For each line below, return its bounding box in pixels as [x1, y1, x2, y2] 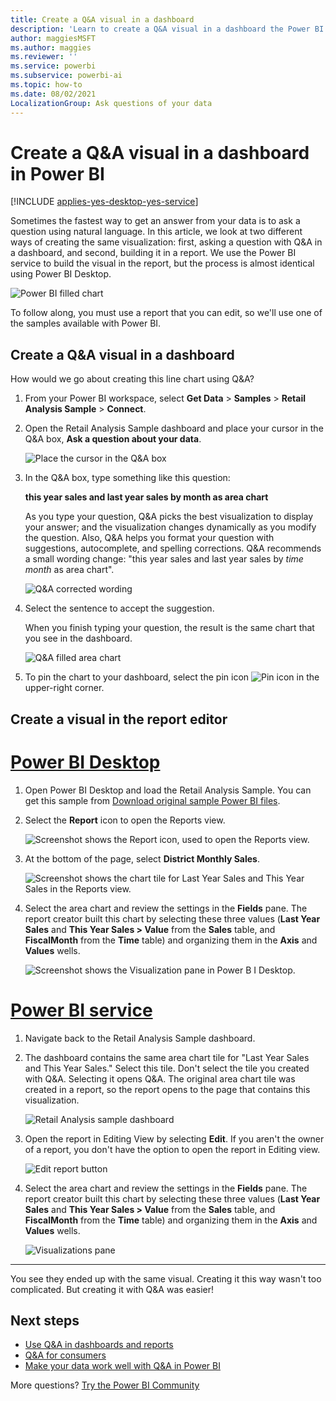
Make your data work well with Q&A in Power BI [24, 1360, 221, 1372]
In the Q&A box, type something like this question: [24, 472, 231, 484]
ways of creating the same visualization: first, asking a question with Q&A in [10, 236, 323, 248]
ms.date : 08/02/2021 [10, 89, 97, 99]
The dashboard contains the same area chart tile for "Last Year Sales [24, 1051, 310, 1063]
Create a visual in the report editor [10, 711, 228, 728]
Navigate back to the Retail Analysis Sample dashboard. [24, 1032, 256, 1044]
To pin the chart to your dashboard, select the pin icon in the [24, 671, 320, 683]
